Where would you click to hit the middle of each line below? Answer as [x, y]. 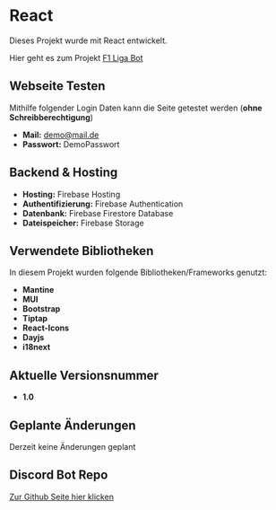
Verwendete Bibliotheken [82, 251]
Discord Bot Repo [59, 475]
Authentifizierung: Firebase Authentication [103, 204]
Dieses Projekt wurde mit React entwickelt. [88, 40]
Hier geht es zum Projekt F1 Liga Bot [76, 57]
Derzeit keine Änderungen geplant [73, 447]
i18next [36, 347]
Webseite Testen [57, 86]
